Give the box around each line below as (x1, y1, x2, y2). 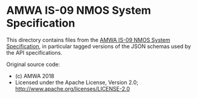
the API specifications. (6, 49, 62, 56)
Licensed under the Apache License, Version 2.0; (15, 79, 138, 86)
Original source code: (6, 61, 61, 68)
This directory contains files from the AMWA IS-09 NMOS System (6, 36, 171, 43)
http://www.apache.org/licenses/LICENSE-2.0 (15, 85, 130, 92)
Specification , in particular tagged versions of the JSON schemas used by (6, 43, 192, 50)
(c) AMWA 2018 (15, 72, 55, 79)
